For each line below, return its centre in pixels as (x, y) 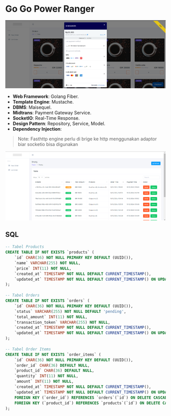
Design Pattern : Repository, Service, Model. (59, 124)
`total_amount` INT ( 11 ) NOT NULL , (51, 317)
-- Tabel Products (25, 247)
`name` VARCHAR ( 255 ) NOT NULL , (48, 263)
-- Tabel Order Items (28, 349)
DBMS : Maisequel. (32, 107)
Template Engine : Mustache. (43, 102)
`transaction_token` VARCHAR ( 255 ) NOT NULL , (62, 322)
